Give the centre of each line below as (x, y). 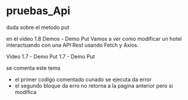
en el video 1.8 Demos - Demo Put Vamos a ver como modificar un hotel (94, 38)
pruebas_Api (38, 11)
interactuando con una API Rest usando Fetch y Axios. (72, 45)
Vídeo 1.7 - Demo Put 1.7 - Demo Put (50, 56)
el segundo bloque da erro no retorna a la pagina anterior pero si (94, 86)
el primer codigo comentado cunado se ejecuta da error (83, 79)
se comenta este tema (33, 68)
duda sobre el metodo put (38, 27)
